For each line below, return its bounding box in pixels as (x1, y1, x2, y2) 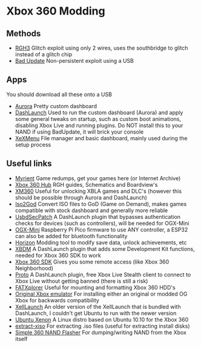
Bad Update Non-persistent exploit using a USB (15, 57, 134, 64)
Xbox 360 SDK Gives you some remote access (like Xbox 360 (15, 258, 170, 265)
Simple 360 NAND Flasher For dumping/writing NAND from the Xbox (15, 328, 186, 336)
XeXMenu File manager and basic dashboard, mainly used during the (15, 134, 188, 141)
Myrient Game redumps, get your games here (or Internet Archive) (15, 174, 181, 182)
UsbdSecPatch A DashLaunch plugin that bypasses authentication (15, 213, 180, 220)
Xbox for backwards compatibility (15, 296, 100, 303)
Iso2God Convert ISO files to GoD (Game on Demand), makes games (15, 200, 187, 207)
